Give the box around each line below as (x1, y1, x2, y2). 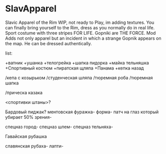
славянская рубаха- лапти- (5, 143, 64, 149)
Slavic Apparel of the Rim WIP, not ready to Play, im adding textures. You (5, 19, 155, 25)
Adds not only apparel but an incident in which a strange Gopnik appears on (5, 35, 162, 41)
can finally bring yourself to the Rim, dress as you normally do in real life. (5, 24, 155, 30)
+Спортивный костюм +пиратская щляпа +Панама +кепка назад (5, 65, 144, 71)
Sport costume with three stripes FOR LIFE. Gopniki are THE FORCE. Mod (5, 30, 156, 36)
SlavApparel (5, 3, 57, 14)
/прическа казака (5, 89, 43, 95)
